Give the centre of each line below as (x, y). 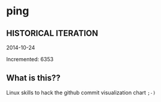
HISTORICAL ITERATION (52, 33)
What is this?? (33, 78)
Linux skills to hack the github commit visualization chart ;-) (81, 92)
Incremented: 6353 (30, 59)
